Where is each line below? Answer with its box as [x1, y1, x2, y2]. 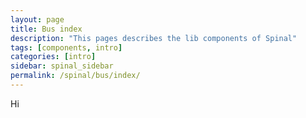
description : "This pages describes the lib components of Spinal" [10, 33, 298, 43]
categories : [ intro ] [10, 52, 97, 62]
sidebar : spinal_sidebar [10, 61, 114, 71]
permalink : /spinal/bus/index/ [10, 71, 141, 81]
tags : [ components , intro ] [10, 42, 123, 53]
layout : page [10, 14, 65, 25]
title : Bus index [10, 24, 83, 34]
